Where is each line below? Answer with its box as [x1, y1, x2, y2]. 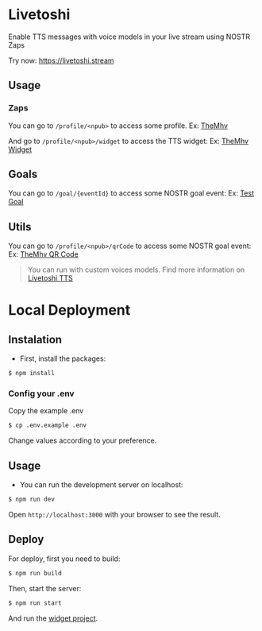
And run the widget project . [8, 614, 98, 623]
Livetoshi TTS [27, 273, 73, 283]
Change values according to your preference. [8, 436, 157, 446]
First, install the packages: [19, 354, 106, 363]
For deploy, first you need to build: [8, 554, 121, 563]
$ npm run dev [8, 495, 56, 504]
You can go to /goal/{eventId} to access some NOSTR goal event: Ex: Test [8, 188, 254, 198]
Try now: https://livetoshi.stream [8, 56, 114, 65]
